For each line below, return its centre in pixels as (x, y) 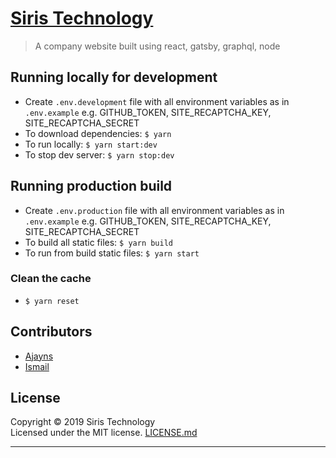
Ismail (37, 366)
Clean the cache (51, 279)
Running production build (91, 186)
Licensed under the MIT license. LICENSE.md (104, 433)
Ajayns (39, 356)
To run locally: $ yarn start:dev (91, 144)
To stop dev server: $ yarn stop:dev (99, 154)
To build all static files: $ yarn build (98, 242)
